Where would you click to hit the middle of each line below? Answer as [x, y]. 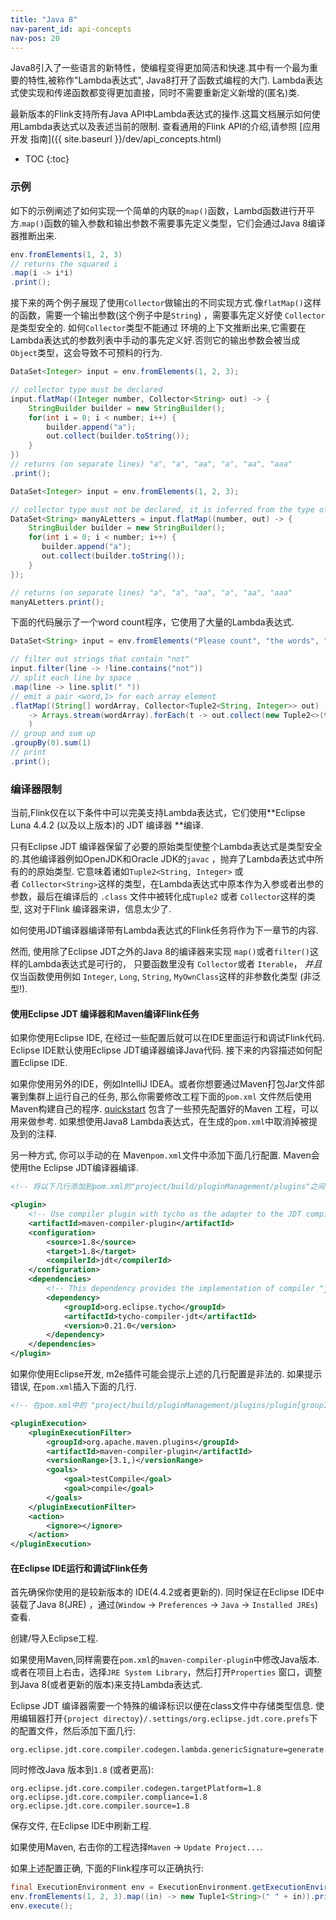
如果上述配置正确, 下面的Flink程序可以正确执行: [107, 1868]
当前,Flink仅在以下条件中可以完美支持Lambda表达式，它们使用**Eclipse [158, 813]
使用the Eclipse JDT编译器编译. [74, 1168]
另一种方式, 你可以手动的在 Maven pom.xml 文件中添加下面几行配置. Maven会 [165, 1155]
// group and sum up [53, 734]
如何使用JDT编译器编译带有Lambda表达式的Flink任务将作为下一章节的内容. [164, 930]
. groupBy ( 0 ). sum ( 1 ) [51, 743]
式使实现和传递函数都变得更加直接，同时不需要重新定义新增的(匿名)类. [155, 93]
